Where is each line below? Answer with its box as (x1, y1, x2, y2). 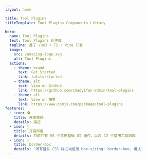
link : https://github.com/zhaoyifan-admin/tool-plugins (18, 88, 134, 93)
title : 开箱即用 (14, 128, 44, 134)
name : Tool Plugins (9, 34, 49, 39)
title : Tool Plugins (5, 16, 47, 21)
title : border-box (14, 142, 51, 147)
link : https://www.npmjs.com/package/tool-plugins (18, 102, 123, 106)
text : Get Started (18, 70, 55, 75)
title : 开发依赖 (14, 115, 44, 120)
